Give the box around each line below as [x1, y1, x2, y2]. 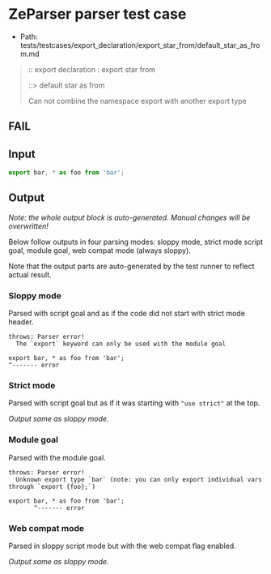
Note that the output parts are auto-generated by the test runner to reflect [8, 261, 255, 271]
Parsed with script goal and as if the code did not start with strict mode [8, 309, 245, 319]
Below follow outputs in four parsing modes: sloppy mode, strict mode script [8, 237, 264, 246]
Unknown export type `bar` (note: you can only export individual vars [15, 475, 263, 483]
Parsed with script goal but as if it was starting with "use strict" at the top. [8, 398, 260, 408]
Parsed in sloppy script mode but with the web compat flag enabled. [8, 541, 236, 551]
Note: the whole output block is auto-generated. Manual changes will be [8, 212, 251, 222]
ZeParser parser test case [8, 5, 187, 24]
